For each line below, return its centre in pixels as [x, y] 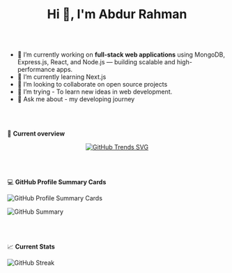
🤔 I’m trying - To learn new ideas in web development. [95, 91]
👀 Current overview [36, 133]
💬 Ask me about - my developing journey [76, 99]
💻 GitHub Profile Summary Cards [57, 182]
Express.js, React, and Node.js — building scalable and [96, 61]
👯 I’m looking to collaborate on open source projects [92, 84]
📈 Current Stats [31, 246]
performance [36, 69]
